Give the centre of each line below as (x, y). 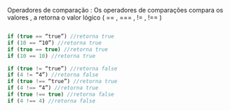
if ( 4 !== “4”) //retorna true (53, 88)
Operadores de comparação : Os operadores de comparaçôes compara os (115, 10)
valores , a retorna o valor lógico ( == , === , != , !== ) (85, 17)
